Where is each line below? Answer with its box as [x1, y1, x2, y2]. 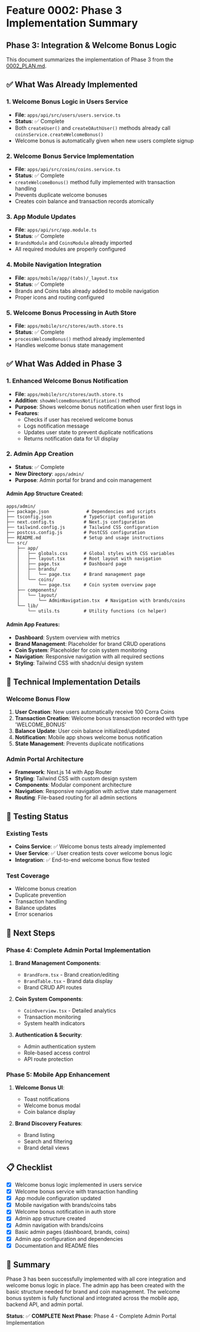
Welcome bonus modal [23, 1102, 81, 1110]
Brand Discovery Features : [14, 1120, 82, 1127]
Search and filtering [23, 1138, 73, 1145]
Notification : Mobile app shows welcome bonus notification [14, 733, 163, 740]
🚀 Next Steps [6, 928, 56, 938]
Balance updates [14, 904, 57, 912]
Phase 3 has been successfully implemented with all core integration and [6, 1275, 186, 1283]
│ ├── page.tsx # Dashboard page [17, 561, 127, 567]
